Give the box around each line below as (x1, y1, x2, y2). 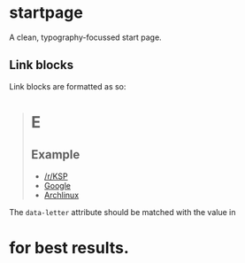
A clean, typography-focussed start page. (9, 32, 162, 43)
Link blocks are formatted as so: (9, 81, 126, 91)
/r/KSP (43, 171, 68, 182)
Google (43, 180, 71, 190)
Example (30, 147, 80, 162)
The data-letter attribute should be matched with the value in (9, 206, 236, 217)
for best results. (9, 237, 130, 258)
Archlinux (43, 190, 80, 200)
